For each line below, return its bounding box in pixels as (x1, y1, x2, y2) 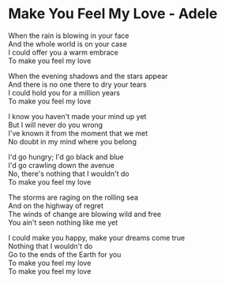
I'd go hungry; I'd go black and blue (8, 151, 124, 162)
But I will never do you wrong (8, 120, 103, 129)
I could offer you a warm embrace (8, 47, 118, 57)
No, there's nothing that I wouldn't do (8, 169, 129, 178)
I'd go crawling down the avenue (8, 160, 114, 170)
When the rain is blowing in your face (8, 31, 129, 40)
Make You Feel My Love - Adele (8, 5, 218, 23)
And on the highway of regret (8, 200, 104, 210)
